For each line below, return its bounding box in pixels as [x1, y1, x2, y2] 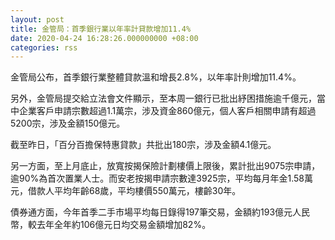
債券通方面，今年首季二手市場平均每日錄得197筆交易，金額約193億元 [10, 206, 293, 218]
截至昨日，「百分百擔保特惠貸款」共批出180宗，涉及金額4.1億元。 [10, 139, 277, 151]
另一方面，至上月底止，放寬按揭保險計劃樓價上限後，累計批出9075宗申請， [10, 160, 321, 172]
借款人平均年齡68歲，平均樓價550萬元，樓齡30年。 [27, 185, 242, 197]
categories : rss [10, 42, 78, 53]
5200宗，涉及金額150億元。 [10, 117, 126, 130]
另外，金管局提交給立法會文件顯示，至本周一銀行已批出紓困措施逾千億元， [10, 92, 317, 105]
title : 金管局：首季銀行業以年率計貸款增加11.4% [10, 24, 192, 34]
